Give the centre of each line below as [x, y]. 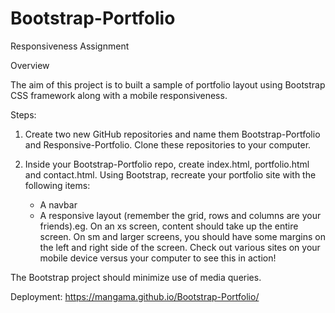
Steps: [23, 114]
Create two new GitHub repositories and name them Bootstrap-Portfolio [172, 134]
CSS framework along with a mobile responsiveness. [119, 95]
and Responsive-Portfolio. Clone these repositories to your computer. [168, 144]
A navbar [58, 204]
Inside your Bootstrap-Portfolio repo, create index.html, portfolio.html [167, 164]
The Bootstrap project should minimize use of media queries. [136, 277]
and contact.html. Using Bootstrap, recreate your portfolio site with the [170, 174]
